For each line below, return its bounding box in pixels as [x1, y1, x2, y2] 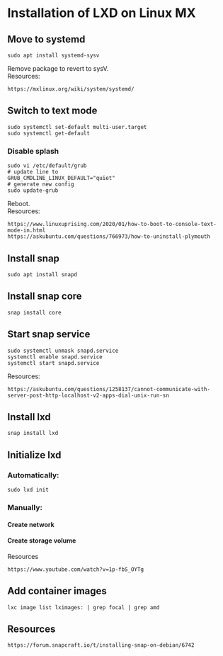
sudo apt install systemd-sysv [7, 52, 100, 59]
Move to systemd [7, 33, 86, 45]
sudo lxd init [7, 487, 50, 494]
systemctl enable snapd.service [7, 353, 103, 361]
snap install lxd [7, 430, 59, 437]
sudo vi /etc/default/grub [7, 162, 87, 169]
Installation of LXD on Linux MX [7, 5, 196, 21]
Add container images [7, 585, 108, 597]
